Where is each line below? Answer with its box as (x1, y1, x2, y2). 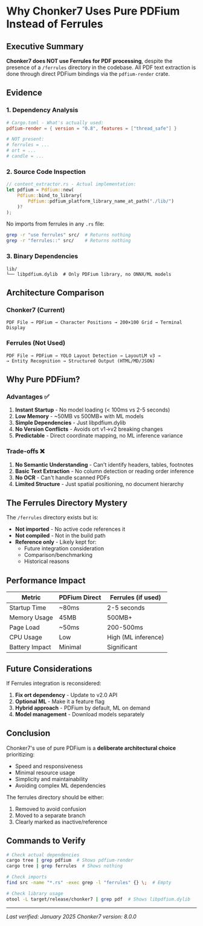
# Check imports (6, 874, 47, 880)
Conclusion (6, 728, 51, 739)
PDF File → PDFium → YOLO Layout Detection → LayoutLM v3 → (6, 353, 161, 359)
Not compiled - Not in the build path (14, 532, 106, 539)
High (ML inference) (106, 633, 164, 642)
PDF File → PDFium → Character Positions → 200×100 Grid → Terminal (6, 319, 182, 325)
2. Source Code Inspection (6, 167, 86, 176)
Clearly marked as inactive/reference (14, 818, 108, 825)
